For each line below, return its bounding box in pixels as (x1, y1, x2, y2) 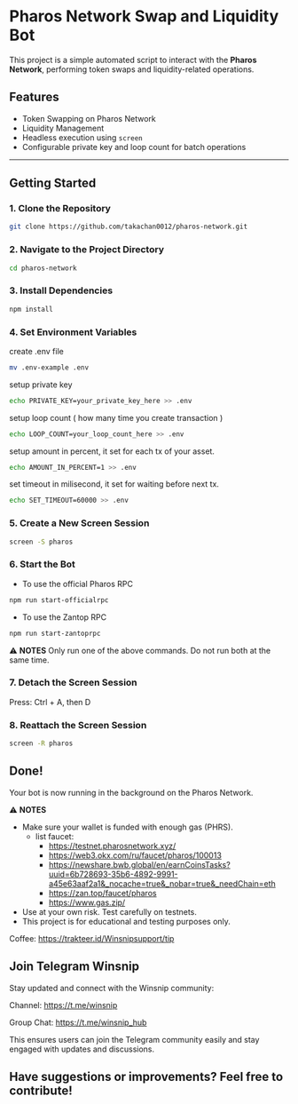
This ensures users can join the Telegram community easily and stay (9, 1034, 260, 1044)
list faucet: (35, 830, 74, 841)
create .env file (9, 345, 64, 356)
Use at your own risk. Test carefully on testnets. (21, 906, 198, 917)
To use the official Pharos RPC (21, 578, 133, 589)
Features (9, 90, 59, 105)
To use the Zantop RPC (21, 611, 107, 623)
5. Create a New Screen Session (9, 517, 150, 529)
